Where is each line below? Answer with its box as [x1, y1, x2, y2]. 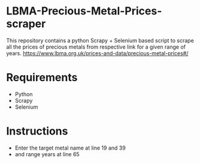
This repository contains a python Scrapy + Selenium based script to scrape [6, 37, 195, 44]
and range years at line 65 [14, 150, 80, 157]
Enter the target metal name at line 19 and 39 [14, 144, 126, 151]
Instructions [6, 124, 68, 138]
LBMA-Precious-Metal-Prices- [6, 4, 162, 18]
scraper [6, 17, 46, 31]
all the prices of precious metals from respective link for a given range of [6, 43, 186, 50]
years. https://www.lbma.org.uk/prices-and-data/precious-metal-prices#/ [6, 49, 189, 56]
